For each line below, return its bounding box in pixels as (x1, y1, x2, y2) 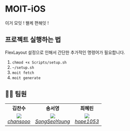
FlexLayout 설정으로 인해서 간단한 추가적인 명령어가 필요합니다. (5, 49, 125, 55)
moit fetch (12, 70, 34, 75)
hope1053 (74, 118, 99, 125)
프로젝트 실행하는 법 (5, 35, 61, 44)
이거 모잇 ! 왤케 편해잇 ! (5, 20, 49, 26)
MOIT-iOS (5, 3, 46, 15)
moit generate (12, 75, 41, 81)
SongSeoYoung (35, 118, 70, 125)
